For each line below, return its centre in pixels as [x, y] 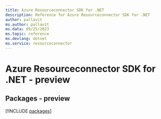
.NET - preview [38, 80]
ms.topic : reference [27, 34]
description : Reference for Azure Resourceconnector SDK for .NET [78, 15]
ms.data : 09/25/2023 [27, 29]
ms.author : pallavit [27, 24]
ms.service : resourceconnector [39, 44]
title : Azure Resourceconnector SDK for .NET [55, 10]
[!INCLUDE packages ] [28, 111]
